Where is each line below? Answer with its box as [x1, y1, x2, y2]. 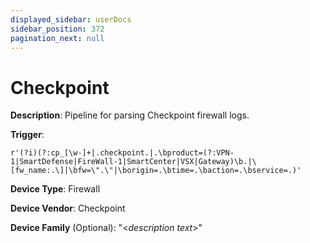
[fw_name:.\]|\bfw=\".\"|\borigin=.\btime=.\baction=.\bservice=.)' [10, 166, 302, 176]
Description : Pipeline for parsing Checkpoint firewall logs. [10, 109, 250, 121]
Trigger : [10, 129, 45, 141]
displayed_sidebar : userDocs [10, 14, 132, 25]
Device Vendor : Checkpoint [10, 202, 126, 215]
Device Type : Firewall [10, 183, 101, 195]
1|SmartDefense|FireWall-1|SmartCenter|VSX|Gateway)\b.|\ [10, 157, 257, 167]
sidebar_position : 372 [10, 24, 105, 34]
